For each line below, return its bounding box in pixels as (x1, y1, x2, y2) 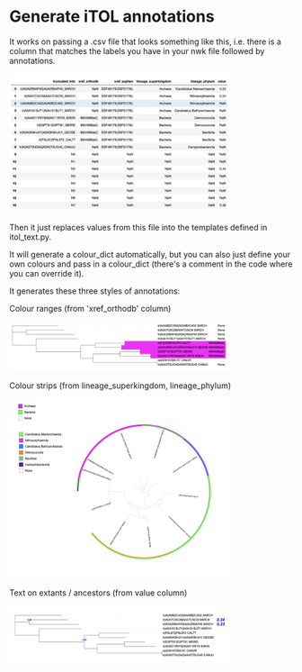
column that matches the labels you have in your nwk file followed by (9, 45, 265, 56)
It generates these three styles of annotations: (9, 286, 181, 296)
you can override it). (9, 268, 84, 278)
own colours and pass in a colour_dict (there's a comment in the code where (9, 259, 293, 269)
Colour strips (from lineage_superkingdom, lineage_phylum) (9, 380, 232, 391)
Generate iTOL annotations (9, 6, 215, 27)
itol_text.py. (9, 232, 52, 242)
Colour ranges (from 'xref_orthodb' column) (9, 303, 172, 313)
